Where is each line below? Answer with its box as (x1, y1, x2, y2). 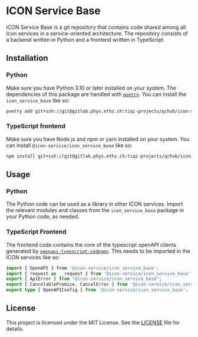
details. (6, 325, 24, 332)
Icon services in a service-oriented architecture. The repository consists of (6, 29, 189, 37)
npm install (6, 153, 35, 159)
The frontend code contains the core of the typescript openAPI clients (6, 241, 177, 248)
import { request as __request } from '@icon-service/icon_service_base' (6, 270, 192, 276)
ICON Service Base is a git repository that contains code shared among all (6, 24, 186, 31)
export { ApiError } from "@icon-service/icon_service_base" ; (6, 276, 162, 282)
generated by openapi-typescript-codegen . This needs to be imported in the (6, 247, 190, 255)
